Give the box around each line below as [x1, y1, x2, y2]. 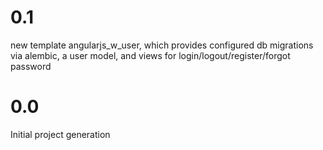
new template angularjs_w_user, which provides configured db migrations [10, 39, 314, 51]
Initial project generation [10, 128, 111, 140]
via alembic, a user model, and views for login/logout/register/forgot [10, 49, 291, 61]
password [10, 60, 52, 72]
